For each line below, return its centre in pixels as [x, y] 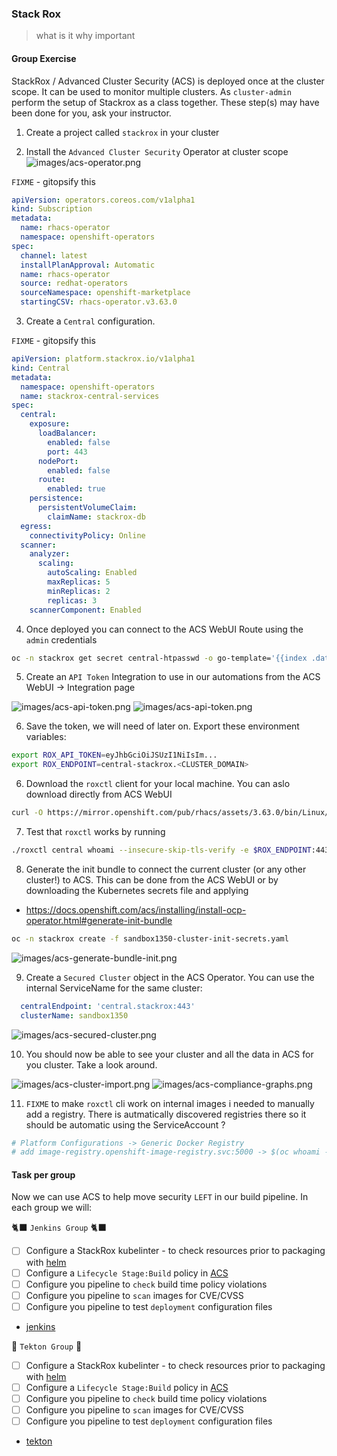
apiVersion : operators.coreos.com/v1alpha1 [103, 200]
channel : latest [54, 255]
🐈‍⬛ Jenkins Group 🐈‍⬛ [59, 1228]
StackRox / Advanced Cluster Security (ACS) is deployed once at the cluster [168, 81]
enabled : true [76, 489]
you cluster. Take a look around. [91, 1064]
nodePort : [58, 461]
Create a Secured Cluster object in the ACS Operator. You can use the [170, 977]
